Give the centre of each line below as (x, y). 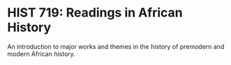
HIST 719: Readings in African (95, 13)
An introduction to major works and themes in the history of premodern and (116, 46)
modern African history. (41, 54)
